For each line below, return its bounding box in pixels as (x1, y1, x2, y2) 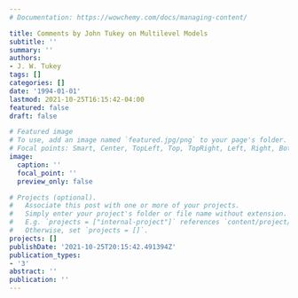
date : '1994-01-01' (9, 86, 82, 96)
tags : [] (9, 70, 42, 80)
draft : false (9, 112, 58, 121)
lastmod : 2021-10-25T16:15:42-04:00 (9, 95, 145, 104)
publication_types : (9, 250, 82, 260)
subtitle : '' (9, 37, 58, 46)
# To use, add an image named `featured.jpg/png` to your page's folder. (9, 136, 288, 145)
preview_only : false (17, 176, 93, 186)
